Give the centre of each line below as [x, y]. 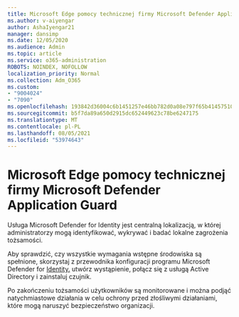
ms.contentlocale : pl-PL [44, 126]
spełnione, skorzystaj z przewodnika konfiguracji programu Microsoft [109, 261]
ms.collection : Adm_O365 [44, 80]
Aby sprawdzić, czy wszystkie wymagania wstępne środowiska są [105, 254]
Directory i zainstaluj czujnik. [49, 277]
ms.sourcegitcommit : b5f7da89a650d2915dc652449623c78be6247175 [103, 113]
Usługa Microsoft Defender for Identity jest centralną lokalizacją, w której [115, 225]
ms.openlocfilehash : [38, 107]
